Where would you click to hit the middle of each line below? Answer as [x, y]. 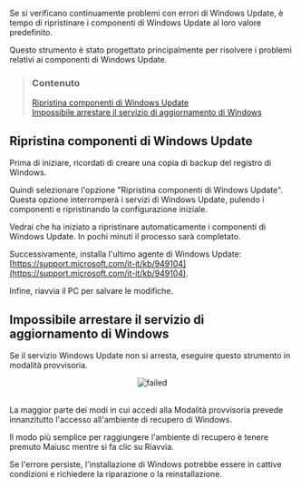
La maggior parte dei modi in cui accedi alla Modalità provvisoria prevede [146, 410]
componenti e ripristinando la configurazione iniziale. [109, 210]
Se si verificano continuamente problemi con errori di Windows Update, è [146, 13]
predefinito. [31, 32]
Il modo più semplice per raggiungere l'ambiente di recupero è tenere [139, 437]
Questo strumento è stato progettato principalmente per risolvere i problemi [150, 50]
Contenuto [55, 83]
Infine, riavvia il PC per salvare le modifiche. [92, 291]
